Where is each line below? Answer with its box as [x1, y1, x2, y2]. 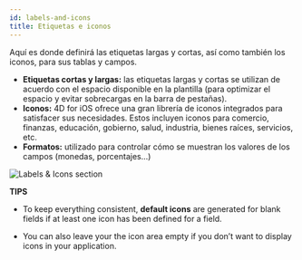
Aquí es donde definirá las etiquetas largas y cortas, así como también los [9, 46, 286, 57]
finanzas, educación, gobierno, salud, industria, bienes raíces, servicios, [22, 121, 294, 132]
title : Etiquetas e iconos [9, 22, 112, 31]
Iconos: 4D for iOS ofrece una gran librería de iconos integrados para [22, 102, 283, 113]
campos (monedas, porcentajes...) [22, 150, 151, 161]
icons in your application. [22, 240, 117, 251]
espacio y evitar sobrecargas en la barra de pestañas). [22, 92, 228, 104]
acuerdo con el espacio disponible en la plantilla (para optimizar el [22, 83, 270, 94]
